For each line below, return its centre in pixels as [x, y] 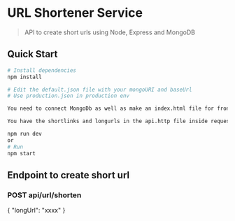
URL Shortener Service [75, 13]
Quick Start [33, 54]
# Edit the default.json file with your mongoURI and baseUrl [100, 90]
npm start [22, 153]
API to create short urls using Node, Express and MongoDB [110, 32]
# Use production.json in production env [69, 96]
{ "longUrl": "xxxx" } [36, 211]
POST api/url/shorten [44, 195]
